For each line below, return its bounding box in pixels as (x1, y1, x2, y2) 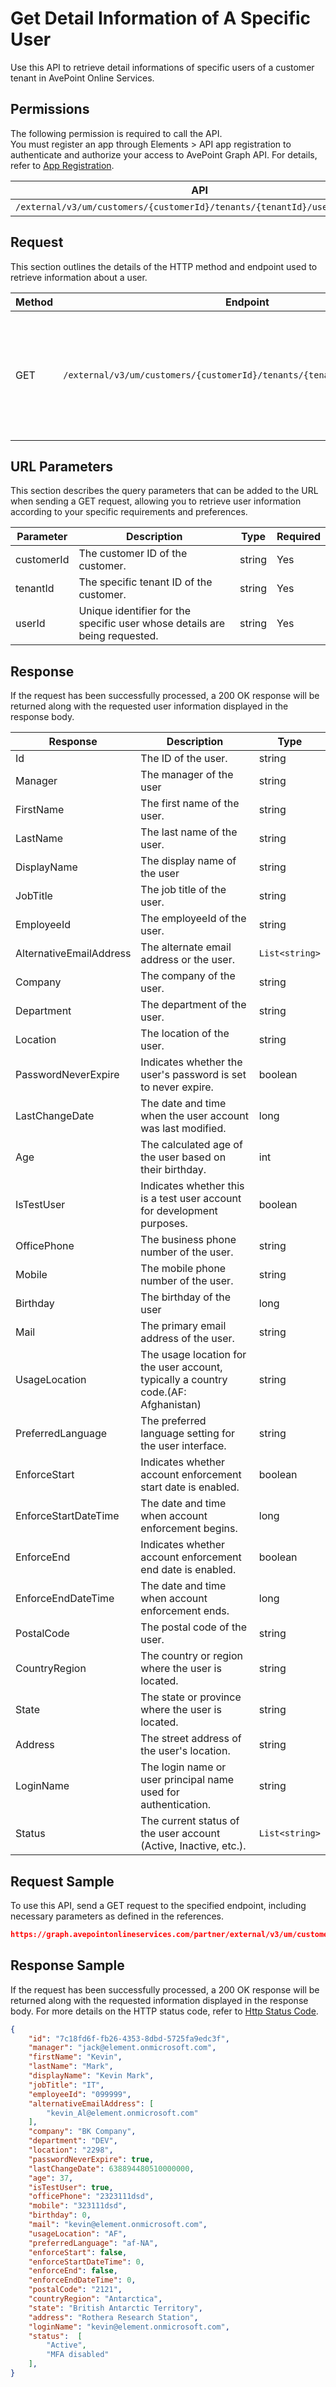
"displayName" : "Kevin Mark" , (28, 2071, 155, 2081)
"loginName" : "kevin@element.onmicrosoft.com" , (28, 2322, 230, 2332)
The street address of (140, 1732, 242, 1746)
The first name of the (140, 797, 240, 811)
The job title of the (140, 883, 227, 897)
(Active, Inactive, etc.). (140, 1839, 247, 1853)
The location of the (140, 1027, 230, 1041)
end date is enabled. (140, 1563, 237, 1577)
